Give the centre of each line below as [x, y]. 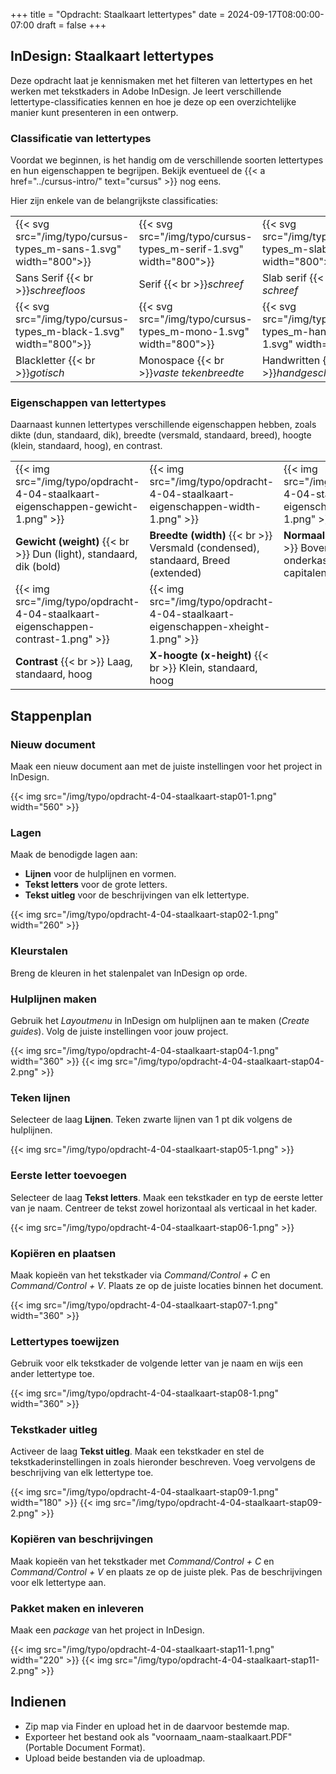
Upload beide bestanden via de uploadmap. [115, 1758]
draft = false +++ [71, 25]
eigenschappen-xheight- [210, 627]
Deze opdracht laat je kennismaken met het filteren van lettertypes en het [161, 80]
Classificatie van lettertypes [81, 138]
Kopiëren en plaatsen [63, 1253]
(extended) [175, 573]
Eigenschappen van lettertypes [88, 403]
